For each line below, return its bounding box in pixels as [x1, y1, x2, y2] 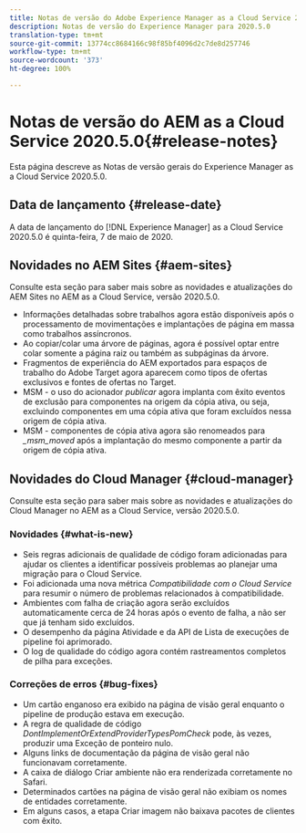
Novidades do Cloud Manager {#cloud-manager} [9, 471, 294, 486]
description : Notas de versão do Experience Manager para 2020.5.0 [9, 22, 271, 31]
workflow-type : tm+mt [9, 47, 92, 57]
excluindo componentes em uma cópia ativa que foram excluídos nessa [22, 406, 291, 417]
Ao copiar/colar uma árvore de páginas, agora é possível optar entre [22, 338, 280, 349]
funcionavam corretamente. [22, 756, 127, 767]
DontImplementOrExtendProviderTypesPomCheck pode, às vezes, [22, 727, 272, 739]
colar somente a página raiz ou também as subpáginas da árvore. [22, 348, 269, 359]
